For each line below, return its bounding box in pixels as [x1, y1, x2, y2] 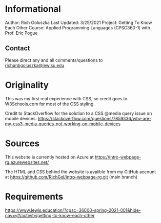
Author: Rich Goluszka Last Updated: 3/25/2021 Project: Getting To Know [5, 20, 152, 25]
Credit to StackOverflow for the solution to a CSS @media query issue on [5, 110, 152, 116]
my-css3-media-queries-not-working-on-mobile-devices [5, 121, 121, 127]
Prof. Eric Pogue [5, 30, 38, 36]
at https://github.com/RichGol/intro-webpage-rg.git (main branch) [5, 174, 138, 179]
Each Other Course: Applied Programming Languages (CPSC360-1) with [5, 24, 150, 30]
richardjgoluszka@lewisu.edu [5, 62, 64, 68]
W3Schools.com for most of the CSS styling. [5, 101, 95, 107]
